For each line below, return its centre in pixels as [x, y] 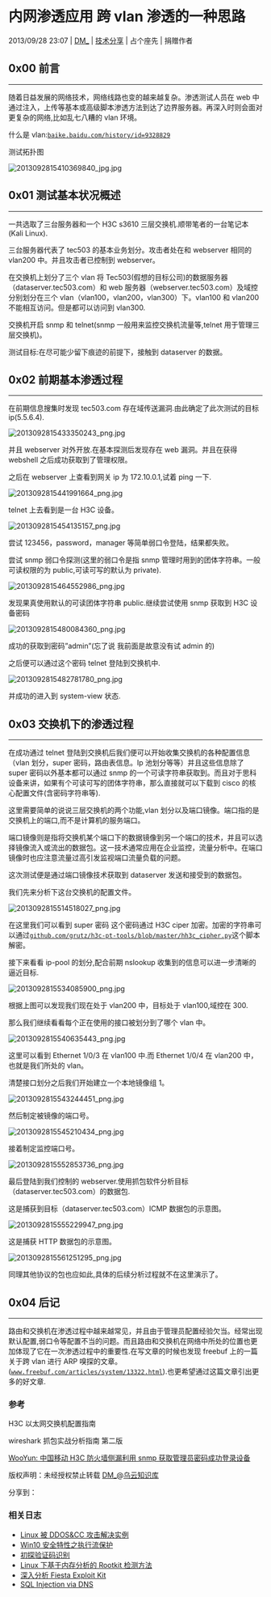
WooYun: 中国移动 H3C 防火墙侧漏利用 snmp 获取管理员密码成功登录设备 [129, 1458]
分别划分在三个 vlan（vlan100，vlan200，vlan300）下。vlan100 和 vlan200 [134, 297]
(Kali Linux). [28, 233]
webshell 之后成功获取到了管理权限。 [70, 460]
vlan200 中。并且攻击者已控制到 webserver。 [84, 260]
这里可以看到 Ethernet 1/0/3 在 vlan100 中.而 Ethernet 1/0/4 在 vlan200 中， [133, 1056]
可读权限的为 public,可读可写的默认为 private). [85, 570]
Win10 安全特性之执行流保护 [67, 1544]
